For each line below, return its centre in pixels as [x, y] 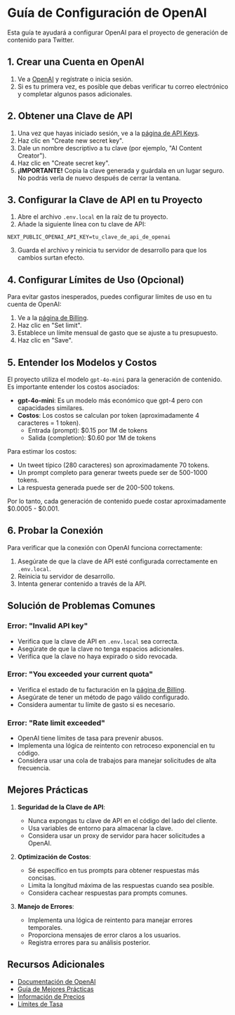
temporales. [45, 927]
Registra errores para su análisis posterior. [89, 942]
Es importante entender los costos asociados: [73, 387]
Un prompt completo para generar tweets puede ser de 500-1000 [113, 472]
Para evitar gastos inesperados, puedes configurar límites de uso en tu [109, 297]
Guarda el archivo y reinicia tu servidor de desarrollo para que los [112, 250]
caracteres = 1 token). [49, 423]
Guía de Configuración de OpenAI [107, 13]
